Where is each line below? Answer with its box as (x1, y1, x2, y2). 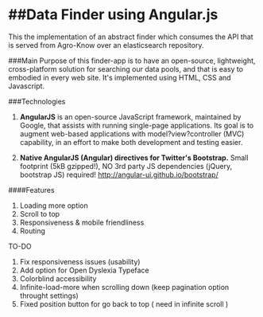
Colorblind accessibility (19, 273, 97, 284)
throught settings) (19, 291, 79, 300)
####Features (8, 185, 55, 194)
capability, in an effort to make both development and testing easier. (19, 137, 243, 147)
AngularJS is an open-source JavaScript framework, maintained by (19, 112, 242, 121)
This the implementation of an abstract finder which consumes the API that (8, 32, 253, 41)
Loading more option (19, 201, 89, 210)
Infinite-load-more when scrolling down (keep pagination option (19, 282, 230, 292)
